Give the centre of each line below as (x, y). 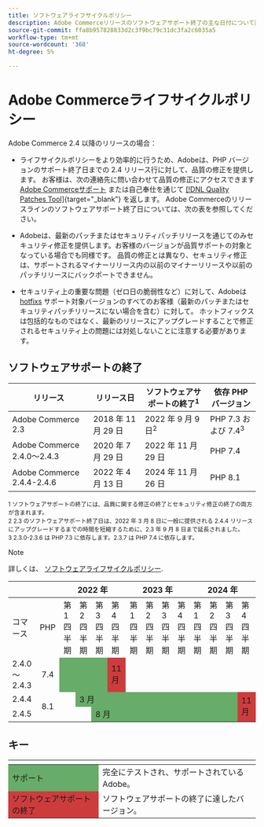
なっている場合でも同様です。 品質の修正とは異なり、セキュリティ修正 (133, 255)
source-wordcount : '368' (49, 45)
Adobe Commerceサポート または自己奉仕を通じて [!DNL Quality (124, 189)
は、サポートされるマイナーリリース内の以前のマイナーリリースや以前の (136, 265)
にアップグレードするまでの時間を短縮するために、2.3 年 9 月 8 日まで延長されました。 (126, 530)
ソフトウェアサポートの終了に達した (170, 799)
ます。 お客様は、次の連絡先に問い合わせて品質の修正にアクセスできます (137, 179)
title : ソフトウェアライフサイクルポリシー (70, 15)
